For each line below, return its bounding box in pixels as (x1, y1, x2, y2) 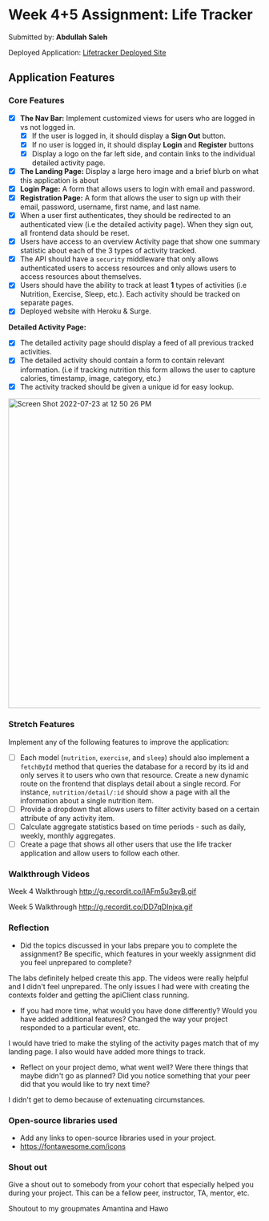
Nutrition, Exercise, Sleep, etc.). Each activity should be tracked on (19, 289, 240, 299)
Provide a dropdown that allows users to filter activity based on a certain (19, 804, 260, 814)
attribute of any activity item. (19, 813, 115, 823)
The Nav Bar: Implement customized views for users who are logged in (19, 113, 255, 123)
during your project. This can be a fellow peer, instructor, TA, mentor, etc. (8, 1188, 250, 1198)
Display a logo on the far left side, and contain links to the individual (31, 148, 255, 158)
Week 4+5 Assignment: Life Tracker (8, 6, 254, 24)
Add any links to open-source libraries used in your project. (19, 1133, 216, 1142)
